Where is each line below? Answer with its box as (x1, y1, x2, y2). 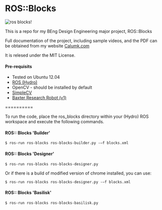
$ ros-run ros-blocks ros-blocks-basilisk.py (5, 200, 98, 205)
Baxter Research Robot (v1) (12, 95, 67, 101)
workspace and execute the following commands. (5, 119, 104, 125)
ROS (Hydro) (12, 80, 38, 85)
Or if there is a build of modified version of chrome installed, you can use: (5, 170, 151, 176)
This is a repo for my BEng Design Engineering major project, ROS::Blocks (5, 28, 152, 34)
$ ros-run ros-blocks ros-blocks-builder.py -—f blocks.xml (5, 141, 129, 145)
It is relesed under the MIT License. (5, 52, 76, 58)
